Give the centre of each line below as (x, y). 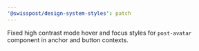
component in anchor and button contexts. (68, 40)
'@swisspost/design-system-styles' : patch (69, 13)
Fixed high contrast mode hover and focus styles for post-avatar (99, 33)
